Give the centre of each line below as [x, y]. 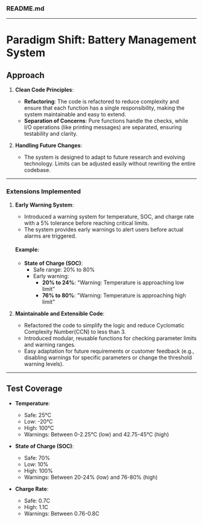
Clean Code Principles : [44, 90]
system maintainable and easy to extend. [75, 115]
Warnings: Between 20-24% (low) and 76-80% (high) [91, 477]
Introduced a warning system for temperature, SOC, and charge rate [109, 216]
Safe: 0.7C [37, 501]
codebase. [37, 170]
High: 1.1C [36, 507]
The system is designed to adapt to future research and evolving [105, 157]
